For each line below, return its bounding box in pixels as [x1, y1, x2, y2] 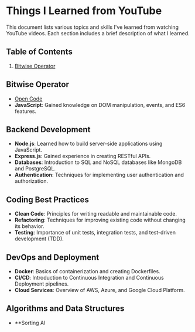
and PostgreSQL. [14, 165, 56, 172]
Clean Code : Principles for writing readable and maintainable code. [14, 210, 177, 217]
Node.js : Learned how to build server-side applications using [14, 140, 163, 147]
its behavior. [14, 223, 45, 230]
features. [14, 108, 37, 115]
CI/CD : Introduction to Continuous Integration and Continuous [14, 274, 164, 281]
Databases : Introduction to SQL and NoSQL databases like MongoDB [14, 159, 182, 166]
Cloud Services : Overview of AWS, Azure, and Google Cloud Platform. [14, 287, 186, 293]
